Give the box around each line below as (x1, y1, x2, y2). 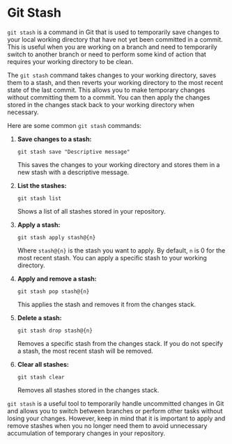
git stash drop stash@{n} (17, 327, 93, 334)
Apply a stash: (17, 221, 61, 229)
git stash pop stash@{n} (17, 287, 90, 295)
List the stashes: (17, 181, 67, 189)
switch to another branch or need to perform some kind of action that (7, 50, 207, 58)
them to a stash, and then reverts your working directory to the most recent (7, 78, 224, 86)
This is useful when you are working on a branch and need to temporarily (7, 42, 217, 51)
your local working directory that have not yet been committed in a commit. (7, 35, 223, 43)
